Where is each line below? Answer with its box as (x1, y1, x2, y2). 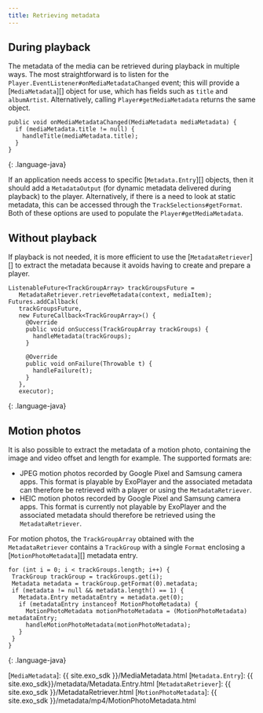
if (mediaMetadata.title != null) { (15, 125, 135, 134)
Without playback (8, 231, 97, 245)
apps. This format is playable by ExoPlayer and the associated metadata (19, 477, 253, 486)
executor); (18, 387, 55, 396)
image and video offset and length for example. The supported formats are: (8, 453, 252, 463)
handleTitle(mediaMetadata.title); (22, 132, 139, 140)
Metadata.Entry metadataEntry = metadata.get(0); (18, 593, 184, 602)
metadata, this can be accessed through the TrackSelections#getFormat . (8, 200, 243, 209)
